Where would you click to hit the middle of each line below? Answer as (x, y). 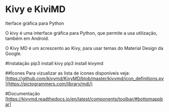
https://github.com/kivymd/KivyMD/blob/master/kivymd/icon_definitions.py (86, 78)
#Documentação (23, 93)
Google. (13, 53)
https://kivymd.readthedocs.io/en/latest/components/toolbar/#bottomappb (85, 99)
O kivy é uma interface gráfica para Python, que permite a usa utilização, (81, 33)
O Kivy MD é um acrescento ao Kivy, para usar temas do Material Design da (84, 48)
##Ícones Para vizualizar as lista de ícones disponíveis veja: (68, 73)
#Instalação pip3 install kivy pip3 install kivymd (54, 63)
